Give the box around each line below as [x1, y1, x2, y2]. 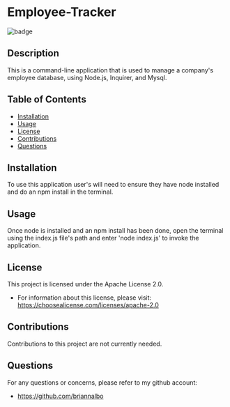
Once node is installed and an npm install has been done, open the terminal [7, 226, 224, 235]
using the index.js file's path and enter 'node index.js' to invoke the [7, 234, 199, 243]
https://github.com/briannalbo [17, 392, 104, 400]
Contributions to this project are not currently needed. [7, 339, 162, 348]
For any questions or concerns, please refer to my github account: [7, 378, 197, 387]
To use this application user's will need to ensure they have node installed [7, 181, 220, 189]
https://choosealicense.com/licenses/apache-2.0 [17, 301, 159, 309]
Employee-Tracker [7, 4, 116, 20]
